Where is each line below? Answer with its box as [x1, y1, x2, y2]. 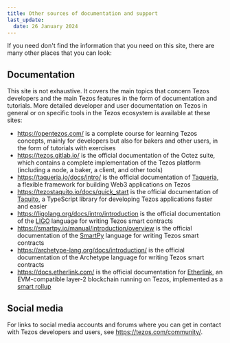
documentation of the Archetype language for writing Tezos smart [16, 253, 205, 261]
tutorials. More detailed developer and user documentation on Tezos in [7, 102, 208, 110]
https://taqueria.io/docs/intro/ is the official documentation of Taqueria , [16, 173, 219, 182]
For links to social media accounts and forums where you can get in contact [7, 320, 222, 329]
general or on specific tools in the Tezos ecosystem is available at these [7, 109, 211, 117]
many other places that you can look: [7, 49, 112, 57]
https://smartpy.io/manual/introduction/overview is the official [16, 224, 192, 233]
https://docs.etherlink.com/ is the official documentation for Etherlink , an [16, 268, 223, 276]
